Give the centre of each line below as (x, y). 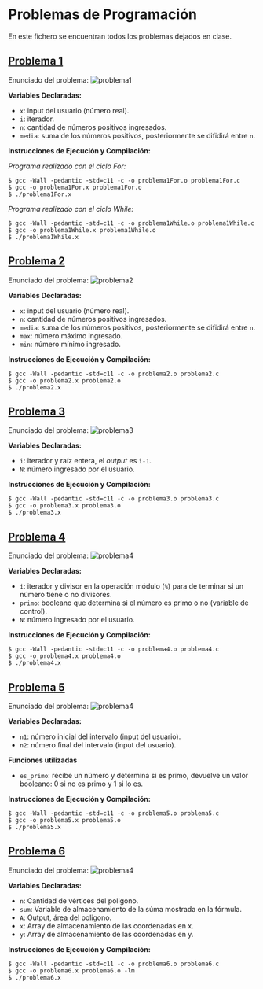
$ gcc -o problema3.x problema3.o (65, 506)
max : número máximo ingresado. (71, 335)
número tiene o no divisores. (66, 595)
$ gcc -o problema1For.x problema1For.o (75, 187)
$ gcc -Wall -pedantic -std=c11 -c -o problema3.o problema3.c (114, 499)
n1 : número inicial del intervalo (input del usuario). (100, 736)
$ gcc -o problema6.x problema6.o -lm (71, 971)
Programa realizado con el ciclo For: (67, 166)
